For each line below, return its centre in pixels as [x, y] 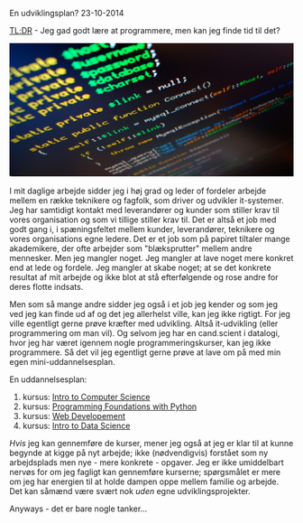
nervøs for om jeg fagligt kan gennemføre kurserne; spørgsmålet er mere [145, 472]
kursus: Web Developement [74, 416]
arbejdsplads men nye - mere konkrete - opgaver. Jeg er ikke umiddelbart [147, 462]
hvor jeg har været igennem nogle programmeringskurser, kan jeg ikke [140, 343]
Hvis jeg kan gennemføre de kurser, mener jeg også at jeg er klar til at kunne [151, 444]
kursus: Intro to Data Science [76, 426]
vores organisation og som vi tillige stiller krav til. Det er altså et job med [143, 219]
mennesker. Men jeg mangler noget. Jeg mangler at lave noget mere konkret [151, 258]
